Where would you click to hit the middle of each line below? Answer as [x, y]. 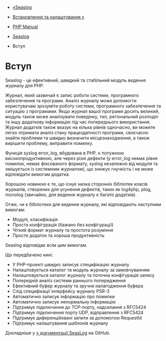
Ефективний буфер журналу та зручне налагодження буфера [78, 286]
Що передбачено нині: [29, 255]
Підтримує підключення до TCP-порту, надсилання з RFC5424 [79, 307]
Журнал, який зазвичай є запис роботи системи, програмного [72, 95]
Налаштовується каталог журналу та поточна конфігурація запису [83, 275]
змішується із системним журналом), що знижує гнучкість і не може [79, 169]
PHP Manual [25, 27]
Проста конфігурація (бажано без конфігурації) [63, 225]
